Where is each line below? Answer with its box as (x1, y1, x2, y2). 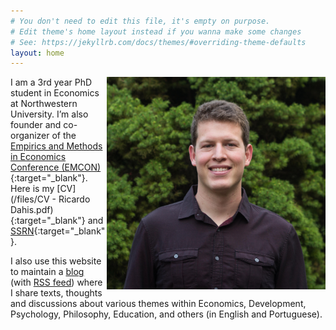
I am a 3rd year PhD (10, 76, 93, 89)
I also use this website (10, 255, 102, 267)
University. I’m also (10, 108, 89, 120)
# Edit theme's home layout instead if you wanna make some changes (10, 26, 302, 37)
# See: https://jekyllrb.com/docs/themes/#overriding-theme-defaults (10, 37, 307, 47)
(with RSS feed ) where (10, 276, 103, 289)
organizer (10, 130, 50, 142)
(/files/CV (10, 193, 50, 205)
